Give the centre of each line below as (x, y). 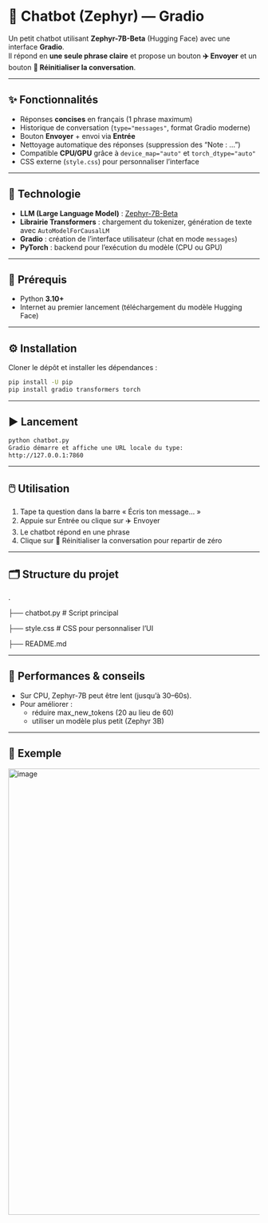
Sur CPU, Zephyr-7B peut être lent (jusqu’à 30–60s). (106, 695)
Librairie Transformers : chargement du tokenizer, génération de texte (136, 222)
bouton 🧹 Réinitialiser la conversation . (72, 67)
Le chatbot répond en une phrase (75, 532)
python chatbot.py (39, 440)
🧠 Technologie (45, 194)
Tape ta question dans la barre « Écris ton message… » (110, 512)
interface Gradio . (37, 46)
